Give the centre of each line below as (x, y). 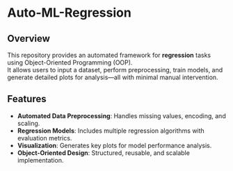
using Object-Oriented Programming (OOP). (70, 63)
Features (27, 99)
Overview (29, 39)
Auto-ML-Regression (70, 13)
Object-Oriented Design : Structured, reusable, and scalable (103, 153)
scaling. (29, 123)
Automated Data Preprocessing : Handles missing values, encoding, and (121, 115)
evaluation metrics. (45, 138)
